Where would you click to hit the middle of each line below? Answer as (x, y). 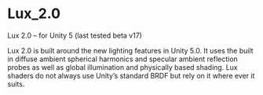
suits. (16, 84)
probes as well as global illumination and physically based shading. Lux (122, 67)
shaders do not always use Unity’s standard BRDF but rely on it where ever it (131, 75)
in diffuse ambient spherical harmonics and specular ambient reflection (123, 59)
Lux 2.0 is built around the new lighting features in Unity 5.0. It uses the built (130, 50)
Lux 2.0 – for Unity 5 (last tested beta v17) (75, 35)
